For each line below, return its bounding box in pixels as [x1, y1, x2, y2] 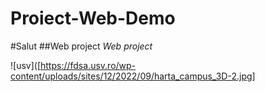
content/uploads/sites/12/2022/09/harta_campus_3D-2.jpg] [10, 70, 256, 82]
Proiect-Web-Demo [10, 7, 176, 30]
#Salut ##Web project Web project [10, 40, 153, 52]
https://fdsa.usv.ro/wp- [40, 59, 137, 71]
